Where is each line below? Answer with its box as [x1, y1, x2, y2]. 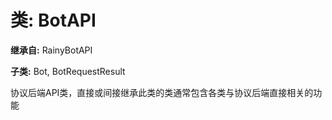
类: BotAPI [10, 9, 97, 32]
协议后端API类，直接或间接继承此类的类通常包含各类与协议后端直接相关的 [10, 86, 314, 98]
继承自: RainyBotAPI [10, 44, 93, 56]
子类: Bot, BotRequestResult [10, 65, 126, 77]
